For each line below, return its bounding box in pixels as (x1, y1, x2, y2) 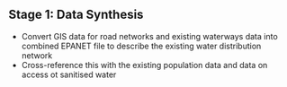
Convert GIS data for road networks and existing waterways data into (21, 30, 278, 41)
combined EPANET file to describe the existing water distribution (21, 40, 262, 51)
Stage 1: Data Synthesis (8, 7, 144, 22)
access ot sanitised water (21, 69, 117, 80)
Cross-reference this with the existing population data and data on (21, 59, 268, 70)
